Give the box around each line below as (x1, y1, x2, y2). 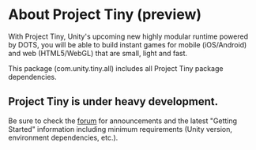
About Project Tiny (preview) (8, 6, 202, 24)
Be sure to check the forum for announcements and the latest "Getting (8, 116, 238, 126)
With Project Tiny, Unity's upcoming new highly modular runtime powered (8, 32, 249, 41)
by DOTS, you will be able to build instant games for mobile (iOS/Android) (8, 39, 247, 49)
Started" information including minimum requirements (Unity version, (8, 124, 233, 133)
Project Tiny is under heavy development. (8, 95, 219, 108)
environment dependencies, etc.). (8, 133, 119, 142)
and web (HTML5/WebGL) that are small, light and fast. (8, 48, 188, 58)
